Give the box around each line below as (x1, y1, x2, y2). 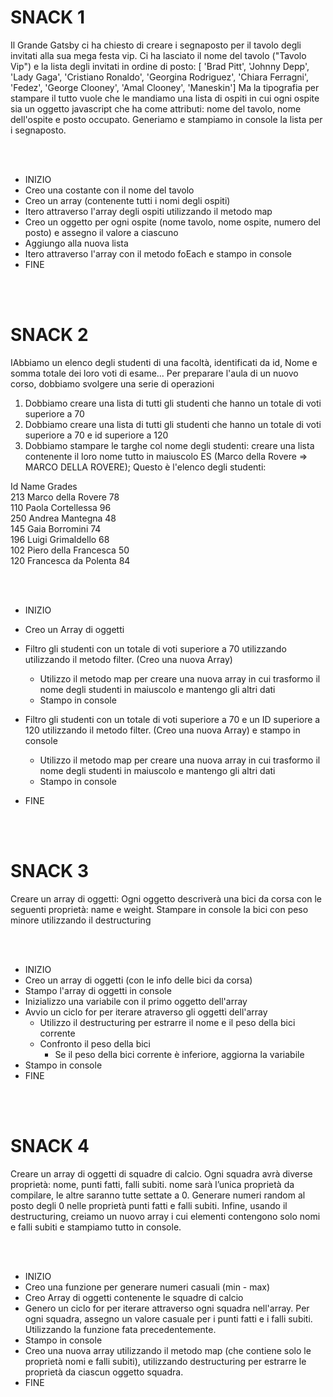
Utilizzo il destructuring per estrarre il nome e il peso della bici (39, 1016, 296, 1028)
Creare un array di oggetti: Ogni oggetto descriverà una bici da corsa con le (10, 892, 323, 905)
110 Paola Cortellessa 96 (10, 501, 112, 513)
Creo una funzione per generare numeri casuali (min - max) (24, 1281, 271, 1293)
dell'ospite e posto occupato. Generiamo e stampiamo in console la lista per (10, 113, 323, 125)
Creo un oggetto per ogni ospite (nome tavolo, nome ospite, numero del (24, 216, 321, 228)
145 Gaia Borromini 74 (10, 522, 102, 535)
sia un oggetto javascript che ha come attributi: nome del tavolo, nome (10, 102, 302, 115)
